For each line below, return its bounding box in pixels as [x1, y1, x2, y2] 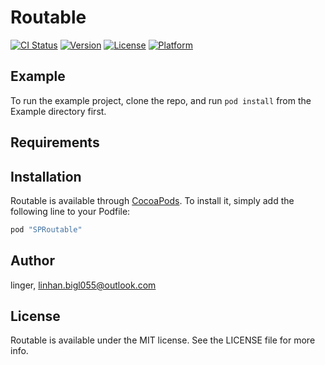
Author [10, 252, 55, 270]
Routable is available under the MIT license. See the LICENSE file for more [10, 334, 316, 346]
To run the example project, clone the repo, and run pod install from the [10, 94, 312, 106]
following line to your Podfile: [10, 205, 131, 217]
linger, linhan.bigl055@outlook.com [10, 279, 157, 291]
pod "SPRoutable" [10, 224, 83, 235]
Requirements [10, 134, 100, 151]
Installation [10, 168, 82, 185]
